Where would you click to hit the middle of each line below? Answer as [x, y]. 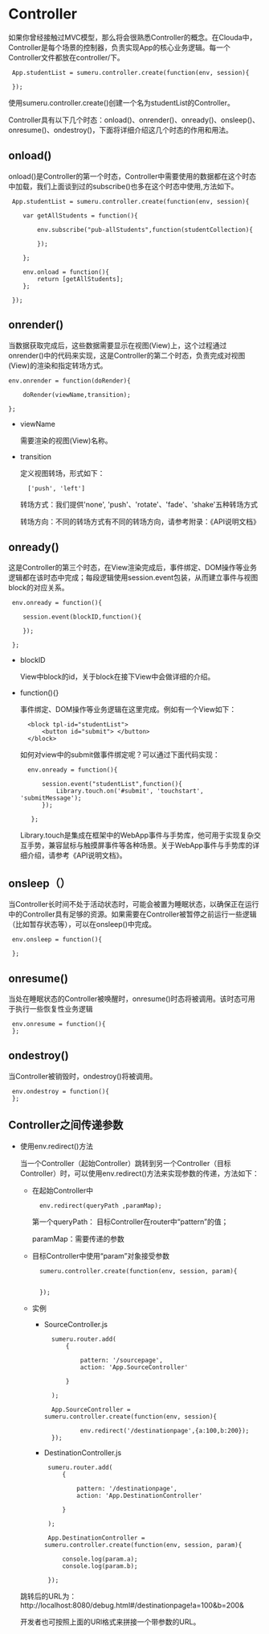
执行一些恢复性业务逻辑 [54, 1009]
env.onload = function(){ [66, 272]
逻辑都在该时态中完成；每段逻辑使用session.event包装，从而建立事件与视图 [133, 577]
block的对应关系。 [39, 588]
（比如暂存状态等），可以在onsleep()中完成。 [82, 925]
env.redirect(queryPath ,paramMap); [100, 1206]
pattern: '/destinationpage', [127, 1488]
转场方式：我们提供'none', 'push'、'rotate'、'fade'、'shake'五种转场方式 [139, 504]
